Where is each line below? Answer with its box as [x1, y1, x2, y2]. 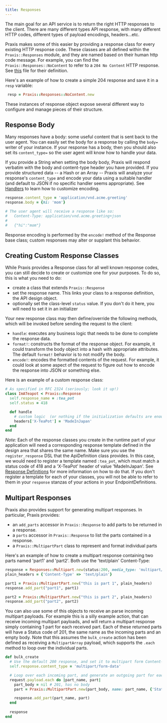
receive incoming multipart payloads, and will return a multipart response [5, 619, 155, 625]
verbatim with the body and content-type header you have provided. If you [5, 164, 158, 170]
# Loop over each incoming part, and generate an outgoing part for [9, 673, 155, 678]
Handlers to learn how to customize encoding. [5, 186, 100, 192]
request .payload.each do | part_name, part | [9, 677, 101, 682]
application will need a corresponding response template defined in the [5, 442, 151, 448]
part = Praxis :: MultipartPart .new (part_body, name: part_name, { [14, 687, 153, 692]
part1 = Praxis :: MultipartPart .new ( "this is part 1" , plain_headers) [5, 581, 153, 586]
